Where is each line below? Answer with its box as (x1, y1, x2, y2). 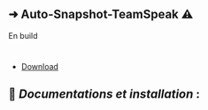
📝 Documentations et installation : (8, 87, 201, 102)
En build (8, 30, 38, 40)
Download (20, 62, 59, 71)
